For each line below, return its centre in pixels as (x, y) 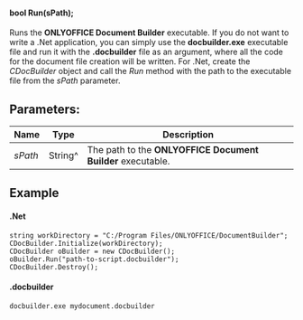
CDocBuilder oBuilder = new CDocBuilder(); (92, 251)
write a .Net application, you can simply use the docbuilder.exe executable (149, 42)
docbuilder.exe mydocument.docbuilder (82, 306)
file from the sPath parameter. (65, 80)
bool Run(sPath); (41, 13)
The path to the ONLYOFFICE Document (173, 150)
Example (34, 193)
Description (188, 135)
